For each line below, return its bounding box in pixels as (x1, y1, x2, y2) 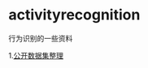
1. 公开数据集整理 (8, 50, 63, 60)
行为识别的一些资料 (8, 33, 73, 43)
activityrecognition (8, 6, 141, 24)
